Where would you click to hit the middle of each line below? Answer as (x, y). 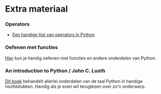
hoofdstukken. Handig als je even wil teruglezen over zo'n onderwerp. (75, 87)
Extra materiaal (37, 9)
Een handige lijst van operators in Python (53, 35)
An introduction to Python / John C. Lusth (55, 71)
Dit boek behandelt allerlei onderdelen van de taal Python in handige (74, 81)
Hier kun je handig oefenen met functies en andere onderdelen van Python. (81, 58)
